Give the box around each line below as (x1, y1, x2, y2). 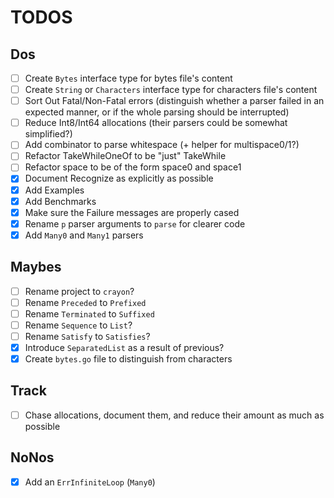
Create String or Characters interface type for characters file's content (24, 84, 318, 96)
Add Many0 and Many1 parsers (24, 229, 144, 241)
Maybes (10, 259, 62, 276)
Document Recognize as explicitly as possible (24, 172, 214, 185)
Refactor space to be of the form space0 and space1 (24, 161, 242, 173)
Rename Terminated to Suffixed (24, 307, 155, 320)
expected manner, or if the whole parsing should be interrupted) (24, 106, 290, 118)
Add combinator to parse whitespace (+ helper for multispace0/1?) (24, 139, 300, 151)
